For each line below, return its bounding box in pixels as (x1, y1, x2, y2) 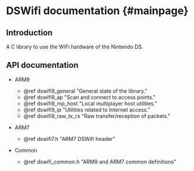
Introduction (6, 28, 53, 38)
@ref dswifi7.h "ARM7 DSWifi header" (23, 135, 116, 142)
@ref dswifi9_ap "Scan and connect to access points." (23, 93, 156, 101)
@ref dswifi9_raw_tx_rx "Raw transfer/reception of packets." (23, 112, 171, 119)
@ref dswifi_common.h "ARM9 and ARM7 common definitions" (23, 158, 177, 165)
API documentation (6, 60, 78, 70)
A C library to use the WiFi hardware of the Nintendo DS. (6, 43, 143, 50)
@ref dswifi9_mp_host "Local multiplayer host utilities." (23, 100, 157, 107)
